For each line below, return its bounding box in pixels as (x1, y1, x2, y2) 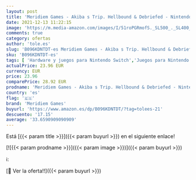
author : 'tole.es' (6, 41, 51, 47)
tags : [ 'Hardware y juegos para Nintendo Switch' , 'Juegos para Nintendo (6, 57, 190, 63)
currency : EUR (6, 68, 41, 74)
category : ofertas (6, 36, 51, 41)
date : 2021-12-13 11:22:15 (6, 19, 72, 25)
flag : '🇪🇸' (6, 95, 35, 101)
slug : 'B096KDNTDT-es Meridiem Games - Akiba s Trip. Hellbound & (6, 47, 171, 52)
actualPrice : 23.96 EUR (6, 62, 64, 69)
